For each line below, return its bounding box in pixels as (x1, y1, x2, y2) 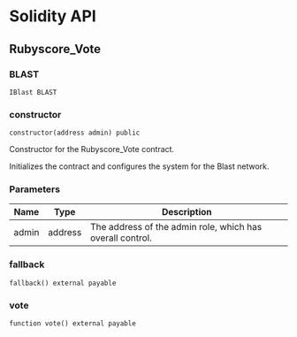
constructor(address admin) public (9, 128, 141, 138)
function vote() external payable (9, 319, 137, 328)
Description (162, 206, 212, 218)
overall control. (89, 232, 152, 244)
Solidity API (9, 6, 97, 27)
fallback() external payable (9, 279, 117, 287)
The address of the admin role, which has (89, 221, 263, 234)
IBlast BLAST (9, 88, 57, 96)
